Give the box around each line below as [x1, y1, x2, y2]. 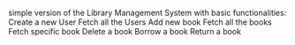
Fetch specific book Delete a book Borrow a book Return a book [8, 26, 242, 36]
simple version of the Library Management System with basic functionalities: [8, 8, 287, 18]
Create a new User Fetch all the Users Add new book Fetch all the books [8, 17, 272, 27]
